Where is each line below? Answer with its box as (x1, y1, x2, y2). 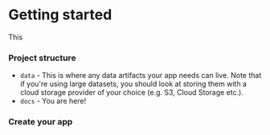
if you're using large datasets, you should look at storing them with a (19, 79, 247, 89)
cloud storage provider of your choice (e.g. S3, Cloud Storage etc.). (19, 88, 243, 97)
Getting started (8, 6, 112, 24)
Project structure (8, 52, 76, 63)
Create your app (8, 117, 73, 128)
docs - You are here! (19, 96, 87, 106)
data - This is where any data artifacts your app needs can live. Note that (19, 71, 262, 80)
